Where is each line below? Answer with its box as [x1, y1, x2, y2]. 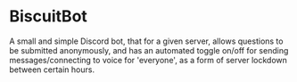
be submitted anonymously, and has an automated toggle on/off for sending [9, 45, 289, 55]
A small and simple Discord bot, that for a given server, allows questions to [9, 36, 284, 46]
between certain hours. [9, 64, 95, 75]
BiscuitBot [9, 6, 87, 27]
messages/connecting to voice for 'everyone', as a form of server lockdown [9, 54, 288, 65]
